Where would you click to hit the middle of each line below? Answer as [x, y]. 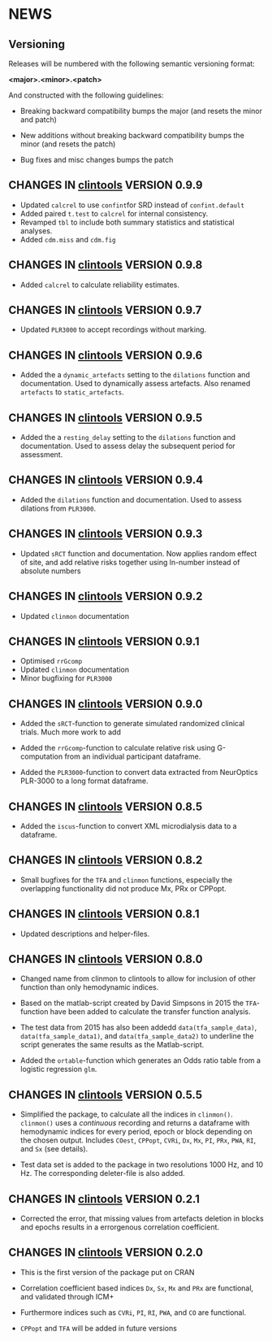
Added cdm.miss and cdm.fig [68, 239]
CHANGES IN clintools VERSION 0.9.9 [106, 185]
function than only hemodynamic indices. [89, 987]
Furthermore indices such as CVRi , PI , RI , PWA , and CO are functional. [133, 1312]
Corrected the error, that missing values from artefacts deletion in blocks [142, 1218]
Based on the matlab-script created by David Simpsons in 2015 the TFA [138, 1003]
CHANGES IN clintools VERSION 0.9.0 [106, 704]
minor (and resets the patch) [68, 144]
